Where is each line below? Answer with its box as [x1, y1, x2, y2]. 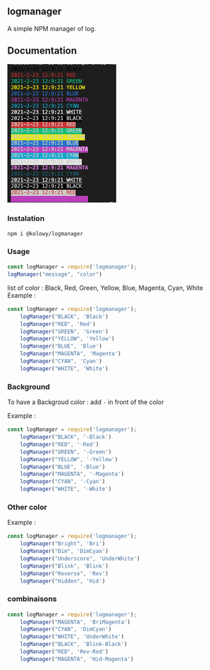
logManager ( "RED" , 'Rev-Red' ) [20, 648, 109, 655]
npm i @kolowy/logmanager [7, 230, 83, 237]
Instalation [7, 213, 45, 223]
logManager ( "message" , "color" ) [7, 271, 102, 278]
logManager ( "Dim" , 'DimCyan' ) [20, 548, 109, 555]
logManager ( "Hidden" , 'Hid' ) [20, 578, 106, 585]
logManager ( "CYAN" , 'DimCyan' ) [20, 626, 112, 633]
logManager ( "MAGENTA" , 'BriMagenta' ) [20, 619, 131, 626]
